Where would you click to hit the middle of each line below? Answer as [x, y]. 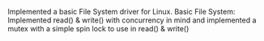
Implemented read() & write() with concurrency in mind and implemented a [132, 20]
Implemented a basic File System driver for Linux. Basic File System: [121, 12]
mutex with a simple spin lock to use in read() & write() [98, 29]
